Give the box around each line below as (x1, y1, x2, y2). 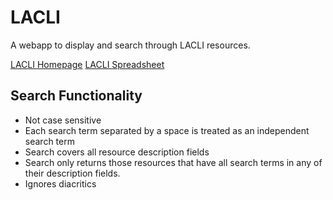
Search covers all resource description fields (24, 146, 210, 158)
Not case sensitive (24, 114, 102, 126)
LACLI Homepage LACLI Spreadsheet (10, 58, 165, 70)
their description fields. (24, 167, 121, 179)
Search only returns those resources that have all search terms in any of (24, 156, 323, 168)
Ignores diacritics (24, 177, 97, 190)
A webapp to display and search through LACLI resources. (10, 39, 251, 51)
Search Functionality (10, 87, 143, 105)
